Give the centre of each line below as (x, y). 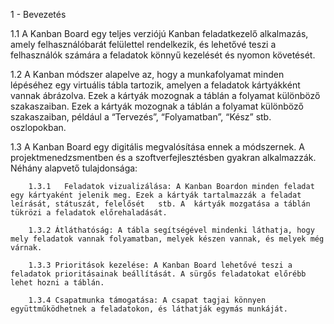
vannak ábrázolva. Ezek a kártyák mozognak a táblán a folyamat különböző (165, 95)
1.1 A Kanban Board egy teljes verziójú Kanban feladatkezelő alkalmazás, (159, 33)
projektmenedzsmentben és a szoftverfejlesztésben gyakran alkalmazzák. (163, 157)
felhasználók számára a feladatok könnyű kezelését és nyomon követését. (163, 55)
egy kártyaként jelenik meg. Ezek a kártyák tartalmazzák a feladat (156, 195)
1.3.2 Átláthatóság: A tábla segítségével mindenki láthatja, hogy (171, 230)
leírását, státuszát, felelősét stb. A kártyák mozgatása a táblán (160, 204)
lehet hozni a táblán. (57, 283)
